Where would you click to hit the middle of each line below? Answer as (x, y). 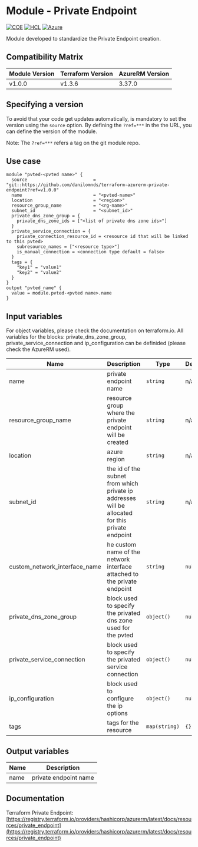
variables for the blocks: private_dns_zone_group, (66, 337)
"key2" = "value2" (39, 273)
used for (119, 628)
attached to (123, 574)
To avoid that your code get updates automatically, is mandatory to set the (96, 118)
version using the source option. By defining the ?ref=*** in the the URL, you (99, 125)
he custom (122, 545)
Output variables (38, 751)
